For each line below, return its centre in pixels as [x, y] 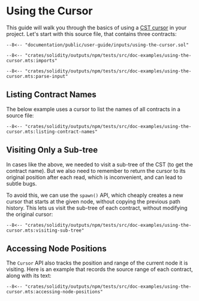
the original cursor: [30, 214]
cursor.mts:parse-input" [37, 76]
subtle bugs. [22, 183]
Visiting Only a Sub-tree [52, 150]
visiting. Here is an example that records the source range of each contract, [99, 269]
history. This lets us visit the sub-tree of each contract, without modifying [97, 208]
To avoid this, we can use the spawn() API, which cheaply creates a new [95, 195]
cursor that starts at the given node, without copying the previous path [94, 201]
